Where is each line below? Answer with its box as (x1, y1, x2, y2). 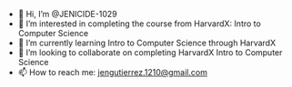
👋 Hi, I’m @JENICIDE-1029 (17, 9, 117, 19)
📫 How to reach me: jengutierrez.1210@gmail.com (17, 67, 207, 77)
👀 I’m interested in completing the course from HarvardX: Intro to (17, 18, 261, 29)
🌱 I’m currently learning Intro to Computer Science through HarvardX (17, 37, 276, 48)
